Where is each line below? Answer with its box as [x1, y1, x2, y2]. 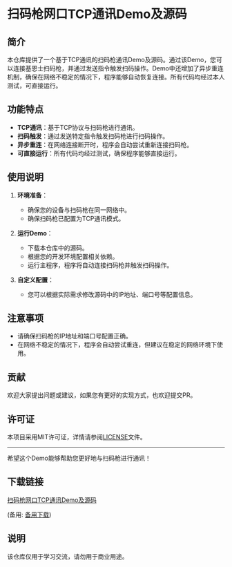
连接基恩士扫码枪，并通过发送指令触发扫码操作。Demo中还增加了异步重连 [12, 64, 224, 73]
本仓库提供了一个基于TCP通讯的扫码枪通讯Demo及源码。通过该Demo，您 [7, 56, 216, 64]
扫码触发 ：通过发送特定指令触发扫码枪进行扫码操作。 [17, 132, 169, 140]
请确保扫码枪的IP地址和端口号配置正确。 [17, 332, 133, 340]
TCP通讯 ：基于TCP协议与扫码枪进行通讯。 [17, 123, 139, 131]
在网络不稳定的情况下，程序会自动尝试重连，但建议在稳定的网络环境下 [17, 340, 217, 349]
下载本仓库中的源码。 [27, 243, 88, 252]
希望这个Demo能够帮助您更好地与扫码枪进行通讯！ [7, 454, 151, 463]
